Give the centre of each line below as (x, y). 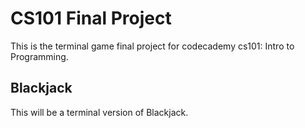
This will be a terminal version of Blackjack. (99, 112)
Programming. (39, 56)
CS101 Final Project (91, 18)
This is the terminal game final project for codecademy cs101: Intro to (152, 46)
